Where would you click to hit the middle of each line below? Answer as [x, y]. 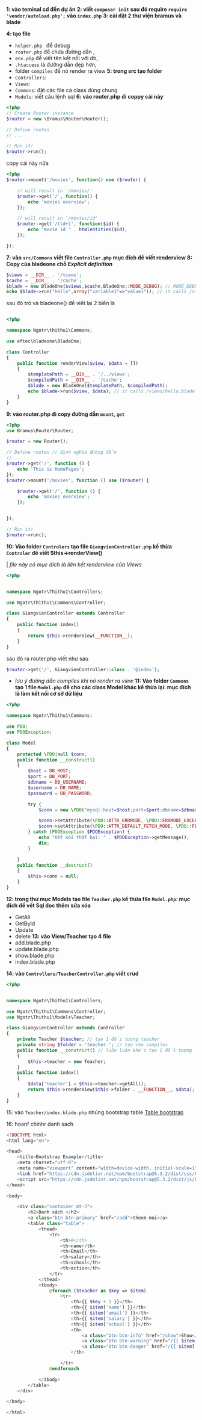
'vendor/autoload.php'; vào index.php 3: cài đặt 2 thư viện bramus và [94, 16]
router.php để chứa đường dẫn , [55, 52]
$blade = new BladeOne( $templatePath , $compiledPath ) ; [98, 386]
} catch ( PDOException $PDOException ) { [79, 832]
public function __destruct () [55, 865]
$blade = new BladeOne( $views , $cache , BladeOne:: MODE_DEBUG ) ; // [88, 286]
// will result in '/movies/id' [57, 219]
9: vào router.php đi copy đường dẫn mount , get [66, 414]
